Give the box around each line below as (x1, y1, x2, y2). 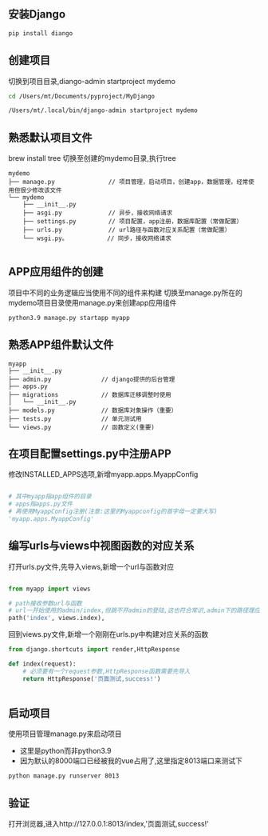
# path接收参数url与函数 (8, 599, 82, 607)
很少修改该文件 (19, 186, 62, 194)
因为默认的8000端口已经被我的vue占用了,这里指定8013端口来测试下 (19, 756, 243, 766)
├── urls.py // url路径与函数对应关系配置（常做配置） (22, 226, 231, 234)
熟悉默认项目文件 (8, 130, 93, 144)
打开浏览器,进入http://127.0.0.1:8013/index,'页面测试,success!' (8, 819, 209, 829)
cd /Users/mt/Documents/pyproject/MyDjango (8, 92, 156, 100)
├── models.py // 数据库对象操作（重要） (8, 406, 178, 414)
